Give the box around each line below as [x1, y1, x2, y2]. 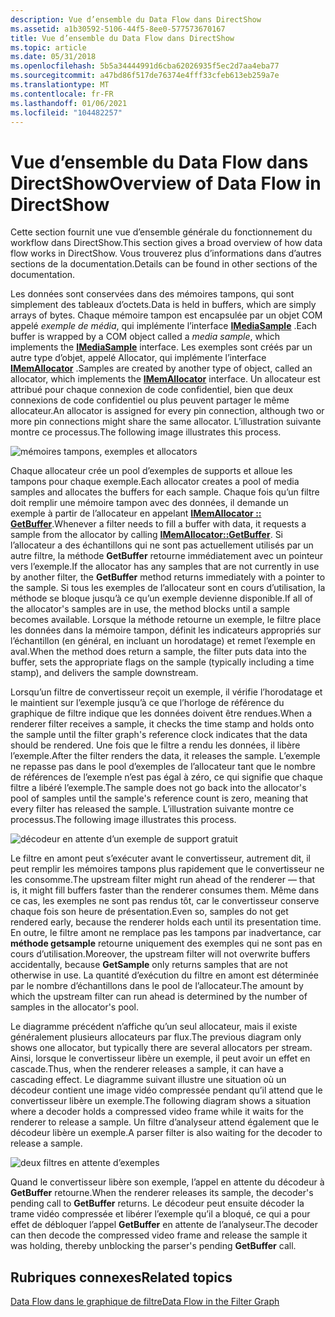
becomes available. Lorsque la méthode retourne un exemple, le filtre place [10, 614, 322, 626]
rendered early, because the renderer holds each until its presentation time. [10, 916, 322, 928]
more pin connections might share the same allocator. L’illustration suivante [10, 416, 322, 428]
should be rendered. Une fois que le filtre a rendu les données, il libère [10, 739, 301, 751]
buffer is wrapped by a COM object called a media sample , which [10, 331, 280, 343]
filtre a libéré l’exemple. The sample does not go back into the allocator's [10, 782, 307, 794]
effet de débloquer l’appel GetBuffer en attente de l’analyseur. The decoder [10, 1219, 319, 1231]
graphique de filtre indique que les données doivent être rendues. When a [10, 707, 313, 720]
